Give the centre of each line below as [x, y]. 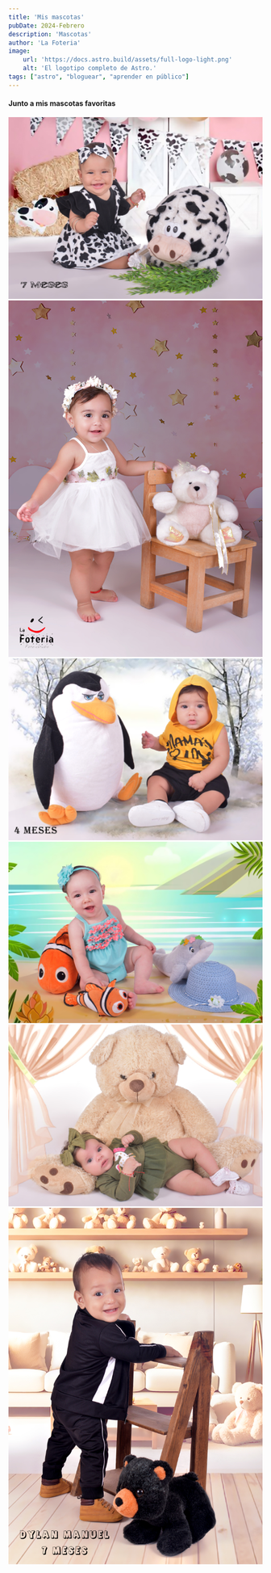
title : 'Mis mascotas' [46, 17]
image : [19, 51]
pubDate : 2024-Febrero [46, 25]
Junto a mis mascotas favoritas [62, 103]
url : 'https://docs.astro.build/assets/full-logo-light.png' [127, 60]
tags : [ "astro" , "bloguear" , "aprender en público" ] [99, 77]
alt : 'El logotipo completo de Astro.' [90, 69]
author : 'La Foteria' [45, 43]
